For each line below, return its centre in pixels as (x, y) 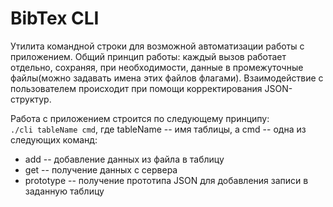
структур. (31, 99)
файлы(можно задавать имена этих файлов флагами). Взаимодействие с (167, 78)
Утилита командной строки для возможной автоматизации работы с (157, 46)
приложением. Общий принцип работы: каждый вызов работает (148, 56)
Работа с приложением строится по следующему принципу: (140, 118)
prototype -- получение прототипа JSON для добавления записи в (166, 180)
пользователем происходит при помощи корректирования (136, 88)
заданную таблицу (64, 191)
